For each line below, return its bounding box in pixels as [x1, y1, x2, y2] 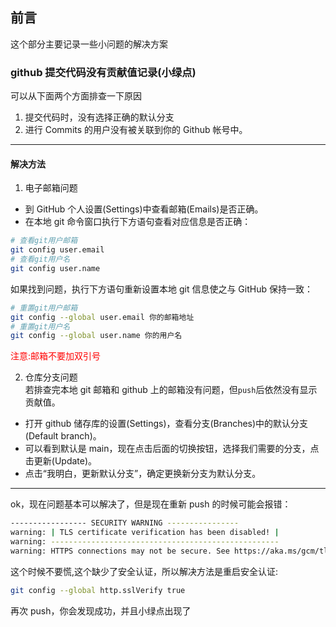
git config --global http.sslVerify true [10, 585, 186, 595]
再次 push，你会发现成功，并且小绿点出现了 [10, 604, 192, 617]
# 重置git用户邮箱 [10, 303, 78, 313]
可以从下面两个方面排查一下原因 [10, 90, 142, 102]
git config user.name [10, 263, 101, 273]
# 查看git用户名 [10, 254, 71, 265]
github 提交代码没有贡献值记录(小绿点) [10, 65, 197, 79]
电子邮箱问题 [24, 182, 78, 194]
